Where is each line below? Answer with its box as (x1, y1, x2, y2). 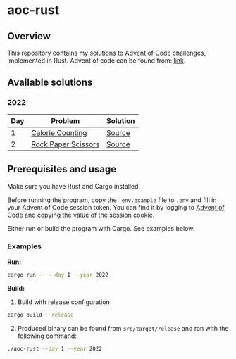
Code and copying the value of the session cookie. (7, 210, 155, 219)
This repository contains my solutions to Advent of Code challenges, (7, 49, 206, 57)
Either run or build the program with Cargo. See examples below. (7, 224, 195, 232)
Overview (7, 30, 51, 42)
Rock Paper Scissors (31, 139, 100, 149)
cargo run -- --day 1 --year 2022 (7, 271, 109, 278)
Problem (51, 115, 80, 125)
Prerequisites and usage (7, 163, 117, 175)
